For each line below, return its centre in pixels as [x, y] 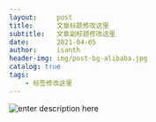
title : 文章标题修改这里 [59, 26]
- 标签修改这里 [49, 83]
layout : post [41, 17]
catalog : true [35, 67]
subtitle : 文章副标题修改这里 [63, 34]
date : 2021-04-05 [53, 42]
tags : [19, 75]
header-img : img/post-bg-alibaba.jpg [78, 58]
